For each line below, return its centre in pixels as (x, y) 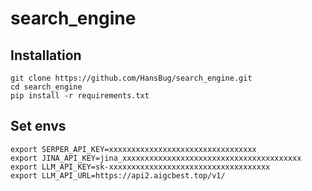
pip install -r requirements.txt (80, 96)
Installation (46, 55)
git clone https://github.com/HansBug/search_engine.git (131, 78)
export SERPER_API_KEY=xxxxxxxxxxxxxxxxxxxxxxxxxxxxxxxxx (133, 149)
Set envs (38, 126)
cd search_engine (46, 87)
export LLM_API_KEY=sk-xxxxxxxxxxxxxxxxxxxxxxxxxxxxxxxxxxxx (140, 167)
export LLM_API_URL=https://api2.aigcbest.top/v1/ (118, 175)
